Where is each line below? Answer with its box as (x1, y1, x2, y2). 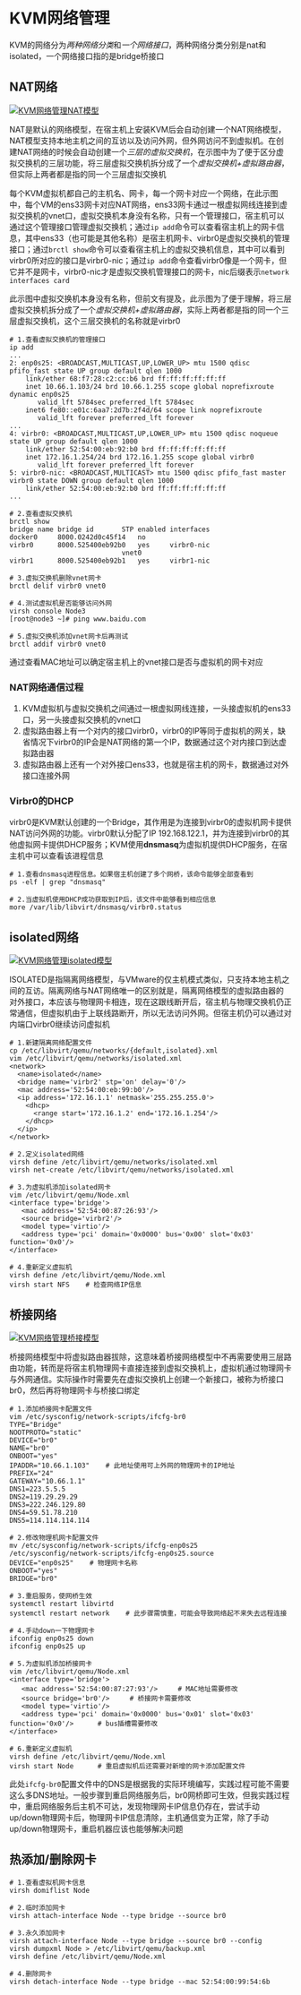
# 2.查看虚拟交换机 (9, 509, 73, 518)
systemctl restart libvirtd (9, 1599, 115, 1608)
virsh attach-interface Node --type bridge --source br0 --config (9, 1936, 262, 1945)
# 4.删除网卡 (9, 1969, 53, 1978)
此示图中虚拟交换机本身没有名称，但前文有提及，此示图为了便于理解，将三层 (9, 293, 292, 304)
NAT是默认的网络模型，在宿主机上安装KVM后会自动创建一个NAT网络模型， (9, 124, 287, 134)
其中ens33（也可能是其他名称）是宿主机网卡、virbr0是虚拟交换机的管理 (24, 232, 290, 243)
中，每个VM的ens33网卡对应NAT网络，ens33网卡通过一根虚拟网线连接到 (9, 199, 280, 210)
